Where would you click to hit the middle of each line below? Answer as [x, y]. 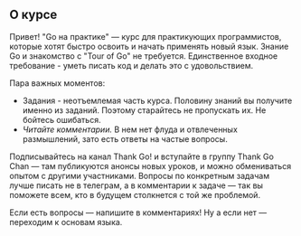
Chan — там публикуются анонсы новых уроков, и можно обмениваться [150, 165]
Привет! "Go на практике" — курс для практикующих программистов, [146, 36]
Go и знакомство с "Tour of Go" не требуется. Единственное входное [144, 56]
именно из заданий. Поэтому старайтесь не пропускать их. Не [144, 110]
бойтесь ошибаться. [61, 119]
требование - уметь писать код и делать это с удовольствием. [132, 65]
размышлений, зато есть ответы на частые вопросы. [125, 138]
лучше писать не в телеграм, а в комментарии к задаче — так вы [136, 185]
